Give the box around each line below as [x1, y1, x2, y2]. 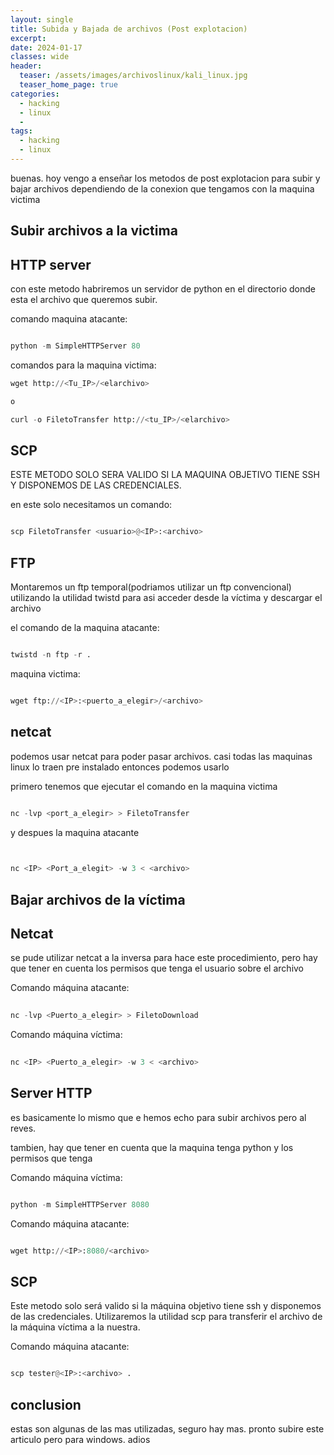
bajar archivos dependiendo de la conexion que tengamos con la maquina [10, 182, 315, 195]
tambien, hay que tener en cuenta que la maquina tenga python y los [10, 1141, 294, 1153]
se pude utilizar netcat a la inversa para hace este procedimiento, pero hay [10, 952, 318, 964]
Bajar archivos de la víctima [10, 891, 186, 908]
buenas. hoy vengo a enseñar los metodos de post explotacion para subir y [10, 172, 321, 184]
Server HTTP [10, 1085, 93, 1102]
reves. [10, 1122, 37, 1134]
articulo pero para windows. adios [10, 1434, 151, 1446]
